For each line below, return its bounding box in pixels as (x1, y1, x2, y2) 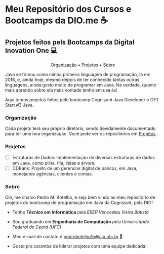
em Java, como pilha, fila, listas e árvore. (12, 160, 96, 166)
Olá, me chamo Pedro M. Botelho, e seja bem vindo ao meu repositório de (5, 194, 156, 201)
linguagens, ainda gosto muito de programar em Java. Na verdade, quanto (5, 82, 157, 87)
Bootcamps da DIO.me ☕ (5, 15, 108, 26)
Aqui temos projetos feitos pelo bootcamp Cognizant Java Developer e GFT (5, 97, 159, 102)
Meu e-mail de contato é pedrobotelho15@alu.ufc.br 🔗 (12, 234, 123, 240)
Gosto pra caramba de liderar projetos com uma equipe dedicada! (12, 243, 147, 249)
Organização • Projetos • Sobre (50, 62, 116, 68)
